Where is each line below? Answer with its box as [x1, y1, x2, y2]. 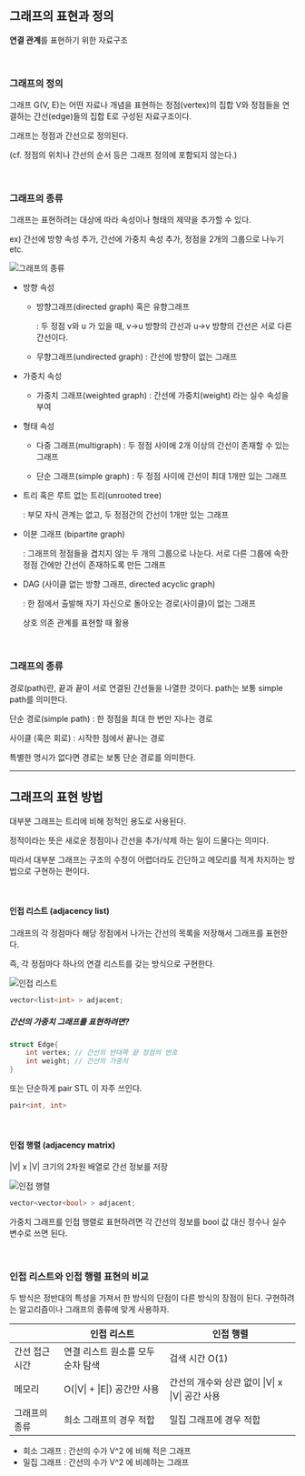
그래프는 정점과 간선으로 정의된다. [9, 130, 129, 141]
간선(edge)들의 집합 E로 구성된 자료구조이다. [33, 111, 192, 122]
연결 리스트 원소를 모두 [63, 1345, 155, 1358]
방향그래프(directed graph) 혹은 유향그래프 [35, 301, 191, 312]
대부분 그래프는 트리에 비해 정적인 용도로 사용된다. [9, 815, 187, 826]
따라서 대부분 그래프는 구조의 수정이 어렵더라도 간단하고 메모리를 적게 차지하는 [9, 854, 286, 865]
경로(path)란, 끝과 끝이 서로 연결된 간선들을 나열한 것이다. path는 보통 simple [9, 682, 283, 693]
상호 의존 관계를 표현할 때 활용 [22, 618, 130, 628]
